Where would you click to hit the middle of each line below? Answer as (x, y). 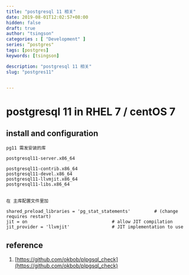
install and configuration (52, 133)
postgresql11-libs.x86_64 (38, 184)
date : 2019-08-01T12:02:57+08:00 (47, 17)
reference (25, 245)
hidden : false (24, 23)
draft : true (21, 28)
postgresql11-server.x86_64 (41, 159)
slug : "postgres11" (30, 72)
